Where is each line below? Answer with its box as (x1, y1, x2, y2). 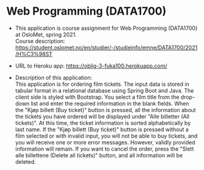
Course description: (15, 37, 65, 44)
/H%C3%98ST (15, 50, 53, 57)
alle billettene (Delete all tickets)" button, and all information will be (15, 151, 183, 159)
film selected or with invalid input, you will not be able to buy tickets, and (15, 132, 198, 140)
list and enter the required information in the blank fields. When (30, 99, 189, 107)
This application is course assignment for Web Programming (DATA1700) (15, 24, 198, 32)
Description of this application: (15, 74, 93, 81)
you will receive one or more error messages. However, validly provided (15, 138, 195, 146)
